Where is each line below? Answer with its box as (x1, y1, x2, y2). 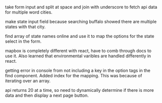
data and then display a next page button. (5, 92, 89, 98)
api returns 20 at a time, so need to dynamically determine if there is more (5, 87, 154, 93)
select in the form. (5, 38, 42, 44)
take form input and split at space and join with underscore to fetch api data (5, 4, 158, 10)
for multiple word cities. (5, 9, 53, 15)
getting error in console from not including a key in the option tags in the (5, 68, 151, 73)
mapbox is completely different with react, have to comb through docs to (5, 48, 152, 53)
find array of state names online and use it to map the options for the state (5, 34, 155, 39)
